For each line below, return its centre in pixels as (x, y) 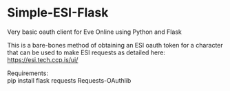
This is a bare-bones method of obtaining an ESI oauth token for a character (115, 45)
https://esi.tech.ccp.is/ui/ (43, 59)
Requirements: (28, 73)
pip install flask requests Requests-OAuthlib (69, 80)
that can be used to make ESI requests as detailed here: (86, 52)
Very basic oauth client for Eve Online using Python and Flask (95, 32)
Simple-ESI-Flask (58, 13)
